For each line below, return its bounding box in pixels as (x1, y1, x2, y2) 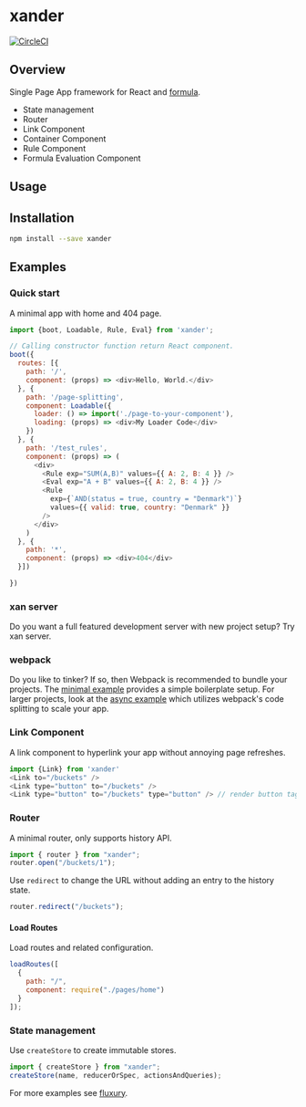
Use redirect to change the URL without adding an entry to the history (9, 875, 275, 886)
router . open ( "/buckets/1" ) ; (9, 859, 117, 868)
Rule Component (22, 142, 87, 153)
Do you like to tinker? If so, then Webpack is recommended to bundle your (9, 674, 288, 685)
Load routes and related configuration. (9, 942, 154, 954)
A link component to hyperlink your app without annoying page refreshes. (9, 747, 286, 757)
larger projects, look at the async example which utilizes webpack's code (9, 694, 284, 705)
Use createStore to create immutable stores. (9, 1044, 177, 1055)
